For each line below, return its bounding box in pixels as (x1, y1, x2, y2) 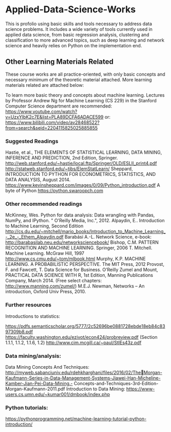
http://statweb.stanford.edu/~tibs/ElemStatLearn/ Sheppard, (5, 166, 133, 172)
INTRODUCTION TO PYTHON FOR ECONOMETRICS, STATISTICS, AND (5, 171, 156, 177)
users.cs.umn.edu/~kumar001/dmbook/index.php (5, 391, 110, 397)
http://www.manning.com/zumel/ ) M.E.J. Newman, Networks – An (5, 283, 145, 289)
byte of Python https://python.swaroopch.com (5, 188, 104, 194)
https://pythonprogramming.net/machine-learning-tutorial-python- (5, 416, 147, 422)
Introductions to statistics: (5, 313, 61, 319)
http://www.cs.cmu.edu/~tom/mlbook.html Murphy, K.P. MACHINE (5, 256, 146, 262)
